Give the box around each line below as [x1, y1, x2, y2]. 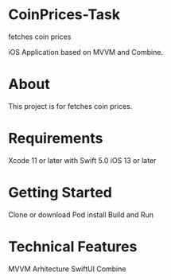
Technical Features [8, 237, 138, 255]
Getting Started [8, 184, 113, 201]
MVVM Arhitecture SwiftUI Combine [8, 264, 126, 274]
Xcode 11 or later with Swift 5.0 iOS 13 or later [8, 155, 157, 165]
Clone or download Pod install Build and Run [8, 209, 154, 220]
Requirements [8, 130, 103, 148]
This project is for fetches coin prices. [8, 101, 133, 111]
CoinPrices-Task [8, 6, 121, 24]
